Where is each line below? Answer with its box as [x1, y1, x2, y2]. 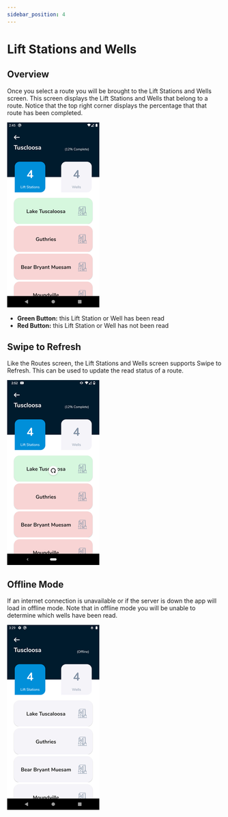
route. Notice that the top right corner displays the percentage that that [7, 101, 207, 110]
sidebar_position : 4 [7, 11, 66, 18]
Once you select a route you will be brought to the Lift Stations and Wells [7, 86, 212, 95]
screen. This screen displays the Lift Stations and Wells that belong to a [7, 94, 208, 102]
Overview [7, 68, 50, 80]
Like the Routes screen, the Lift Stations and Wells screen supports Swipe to [7, 360, 222, 368]
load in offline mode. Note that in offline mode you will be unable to [7, 604, 196, 612]
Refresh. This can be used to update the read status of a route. [7, 366, 184, 375]
